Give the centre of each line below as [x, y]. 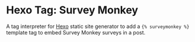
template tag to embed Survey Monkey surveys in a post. [76, 32]
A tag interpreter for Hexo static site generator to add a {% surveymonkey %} [98, 26]
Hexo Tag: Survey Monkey [72, 10]
